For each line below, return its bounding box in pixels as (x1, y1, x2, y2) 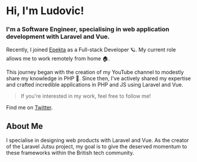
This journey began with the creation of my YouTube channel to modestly (6, 69, 184, 76)
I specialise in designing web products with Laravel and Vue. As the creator (6, 137, 189, 144)
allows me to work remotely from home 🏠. (6, 55, 110, 62)
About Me (6, 121, 43, 131)
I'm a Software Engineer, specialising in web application (6, 25, 170, 34)
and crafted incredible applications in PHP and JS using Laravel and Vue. (6, 81, 184, 88)
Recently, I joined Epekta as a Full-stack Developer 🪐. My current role (6, 46, 176, 54)
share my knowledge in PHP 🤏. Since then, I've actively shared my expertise (6, 75, 191, 82)
